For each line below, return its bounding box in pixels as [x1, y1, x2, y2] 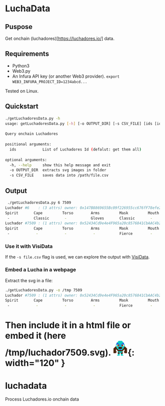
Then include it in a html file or [5, 320, 131, 331]
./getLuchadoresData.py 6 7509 [7, 200, 71, 205]
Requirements [5, 50, 49, 58]
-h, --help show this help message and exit [9, 163, 111, 168]
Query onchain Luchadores [5, 131, 58, 137]
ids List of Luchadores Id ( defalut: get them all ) [9, 147, 141, 152]
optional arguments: [5, 157, 48, 162]
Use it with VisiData [5, 243, 53, 250]
